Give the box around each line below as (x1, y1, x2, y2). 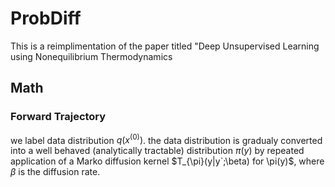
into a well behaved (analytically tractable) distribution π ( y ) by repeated (10, 145, 305, 157)
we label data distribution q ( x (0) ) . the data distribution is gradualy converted (10, 132, 323, 146)
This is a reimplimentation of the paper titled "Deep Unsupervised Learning (10, 40, 320, 52)
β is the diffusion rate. (10, 166, 101, 178)
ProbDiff (10, 7, 82, 30)
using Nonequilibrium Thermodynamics (10, 50, 173, 62)
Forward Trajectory (10, 110, 107, 124)
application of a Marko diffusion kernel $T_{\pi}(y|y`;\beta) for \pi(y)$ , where (10, 155, 325, 167)
